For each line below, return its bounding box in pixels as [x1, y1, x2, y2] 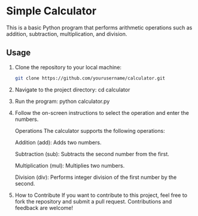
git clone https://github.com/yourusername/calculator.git [14, 75, 166, 81]
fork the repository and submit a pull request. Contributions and [14, 197, 172, 205]
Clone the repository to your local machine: [14, 63, 121, 71]
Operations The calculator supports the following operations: [14, 127, 166, 134]
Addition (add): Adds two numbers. [14, 139, 102, 146]
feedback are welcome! [14, 204, 74, 211]
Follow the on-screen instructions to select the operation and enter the [14, 109, 190, 116]
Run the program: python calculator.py [14, 98, 110, 105]
